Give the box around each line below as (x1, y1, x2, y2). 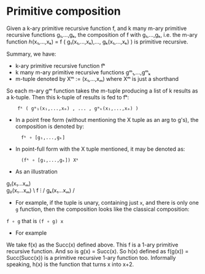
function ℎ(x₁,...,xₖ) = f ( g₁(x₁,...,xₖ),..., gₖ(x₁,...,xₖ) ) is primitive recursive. (6, 38, 188, 45)
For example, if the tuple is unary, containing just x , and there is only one (15, 199, 199, 206)
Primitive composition (6, 4, 121, 18)
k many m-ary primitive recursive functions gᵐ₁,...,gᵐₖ (15, 69, 151, 76)
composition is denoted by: (15, 123, 85, 130)
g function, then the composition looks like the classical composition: (15, 205, 190, 213)
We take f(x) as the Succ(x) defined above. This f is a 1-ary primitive (6, 241, 179, 248)
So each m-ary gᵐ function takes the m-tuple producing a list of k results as (6, 87, 198, 94)
